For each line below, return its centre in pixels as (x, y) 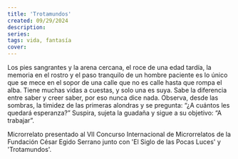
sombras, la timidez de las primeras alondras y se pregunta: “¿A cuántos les (119, 105)
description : (27, 27)
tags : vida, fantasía (40, 41)
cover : (17, 47)
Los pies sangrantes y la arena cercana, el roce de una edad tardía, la (109, 67)
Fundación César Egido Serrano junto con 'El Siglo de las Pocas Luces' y (114, 142)
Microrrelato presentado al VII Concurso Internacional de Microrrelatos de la (119, 134)
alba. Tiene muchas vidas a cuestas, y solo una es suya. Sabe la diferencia (117, 90)
